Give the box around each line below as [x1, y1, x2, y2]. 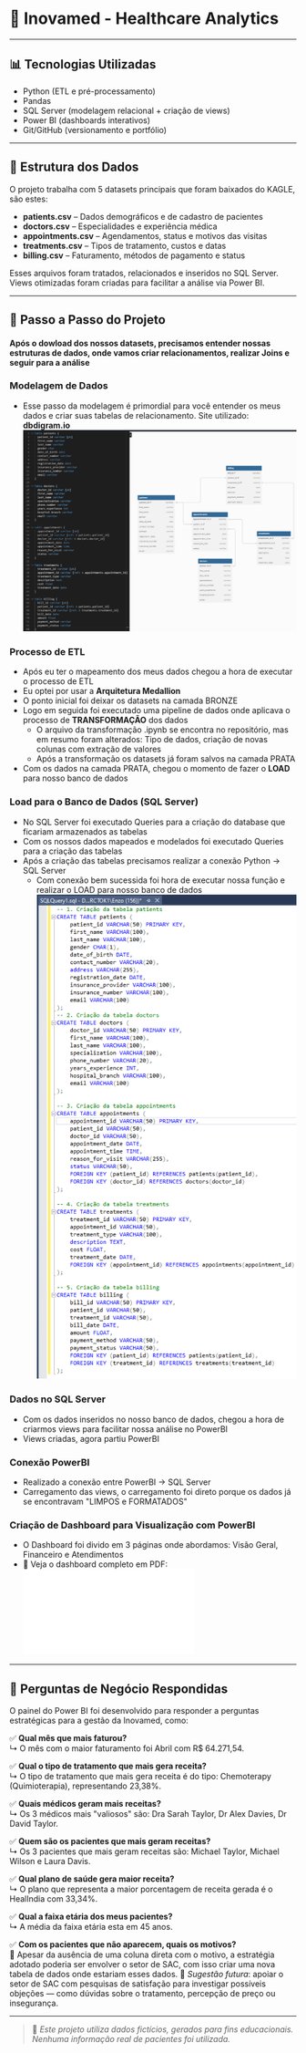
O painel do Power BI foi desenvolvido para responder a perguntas [9, 1705, 260, 1716]
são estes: [9, 193, 48, 204]
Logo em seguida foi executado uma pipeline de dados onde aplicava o [22, 705, 291, 716]
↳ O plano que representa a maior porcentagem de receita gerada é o [9, 1883, 273, 1894]
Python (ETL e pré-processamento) [22, 86, 157, 97]
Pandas [22, 95, 52, 106]
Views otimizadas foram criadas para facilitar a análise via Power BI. [9, 277, 266, 288]
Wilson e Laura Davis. [9, 1855, 91, 1866]
